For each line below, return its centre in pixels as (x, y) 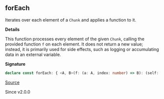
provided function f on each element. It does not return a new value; (74, 44)
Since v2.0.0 (18, 92)
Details (12, 29)
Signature (15, 64)
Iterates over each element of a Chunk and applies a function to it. (70, 20)
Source (12, 82)
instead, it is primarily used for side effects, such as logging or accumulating (82, 49)
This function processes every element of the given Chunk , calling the (75, 39)
